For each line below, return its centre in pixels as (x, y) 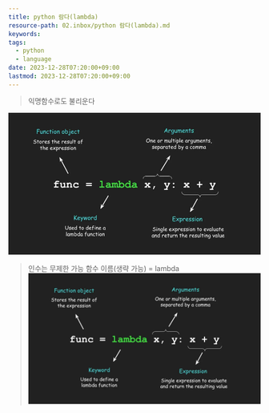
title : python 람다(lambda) (53, 17)
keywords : (25, 34)
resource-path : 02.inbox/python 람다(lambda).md (89, 25)
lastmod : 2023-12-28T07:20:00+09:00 (69, 76)
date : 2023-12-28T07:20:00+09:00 (64, 68)
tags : (17, 43)
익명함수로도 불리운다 (61, 101)
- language (34, 59)
